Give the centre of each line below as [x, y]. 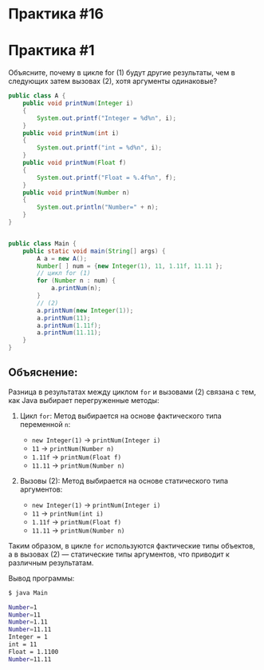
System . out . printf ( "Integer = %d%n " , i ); [107, 118]
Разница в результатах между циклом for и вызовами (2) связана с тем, [132, 392]
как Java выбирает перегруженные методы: [84, 400]
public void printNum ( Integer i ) [78, 103]
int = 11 [23, 644]
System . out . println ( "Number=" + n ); [98, 207]
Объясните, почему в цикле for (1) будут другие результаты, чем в [122, 73]
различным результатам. [51, 562]
